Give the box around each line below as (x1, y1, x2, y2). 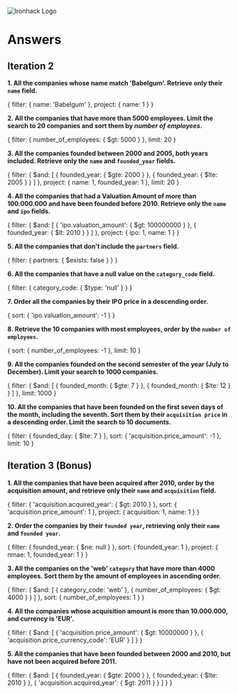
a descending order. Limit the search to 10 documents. (7, 418, 172, 426)
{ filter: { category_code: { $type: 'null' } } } (7, 283, 133, 292)
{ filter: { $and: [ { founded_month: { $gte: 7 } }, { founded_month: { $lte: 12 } (7, 382, 231, 389)
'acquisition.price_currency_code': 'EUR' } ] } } (7, 636, 143, 644)
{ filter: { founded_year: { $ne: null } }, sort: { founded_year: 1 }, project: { (7, 542, 219, 551)
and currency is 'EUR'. (7, 614, 75, 623)
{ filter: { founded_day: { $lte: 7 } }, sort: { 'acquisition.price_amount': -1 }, (7, 431, 222, 440)
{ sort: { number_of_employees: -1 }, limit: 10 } (7, 346, 141, 354)
